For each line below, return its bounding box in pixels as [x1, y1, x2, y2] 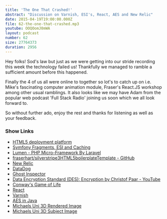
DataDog [12, 165, 31, 171]
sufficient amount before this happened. [5, 69, 88, 75]
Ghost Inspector [12, 171, 46, 177]
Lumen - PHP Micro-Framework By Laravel [12, 149, 101, 155]
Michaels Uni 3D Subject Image [12, 208, 77, 214]
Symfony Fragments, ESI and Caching [12, 144, 91, 150]
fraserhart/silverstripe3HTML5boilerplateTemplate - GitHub [12, 155, 135, 161]
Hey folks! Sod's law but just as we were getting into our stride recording [5, 58, 155, 64]
